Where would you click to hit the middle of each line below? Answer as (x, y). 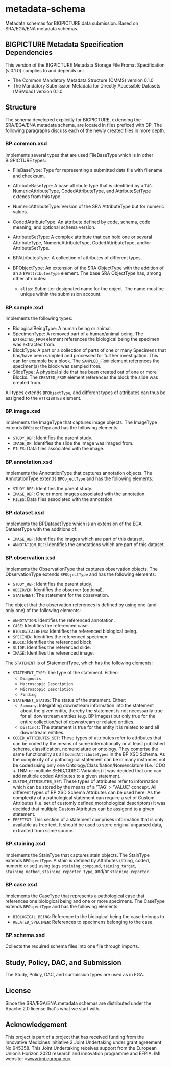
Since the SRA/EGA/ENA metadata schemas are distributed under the (78, 1003)
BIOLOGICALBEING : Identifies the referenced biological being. (75, 631)
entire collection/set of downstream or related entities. (77, 722)
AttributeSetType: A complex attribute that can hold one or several (82, 237)
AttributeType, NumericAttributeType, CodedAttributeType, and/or (82, 242)
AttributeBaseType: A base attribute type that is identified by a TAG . (83, 185)
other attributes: (30, 278)
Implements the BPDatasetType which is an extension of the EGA (74, 524)
